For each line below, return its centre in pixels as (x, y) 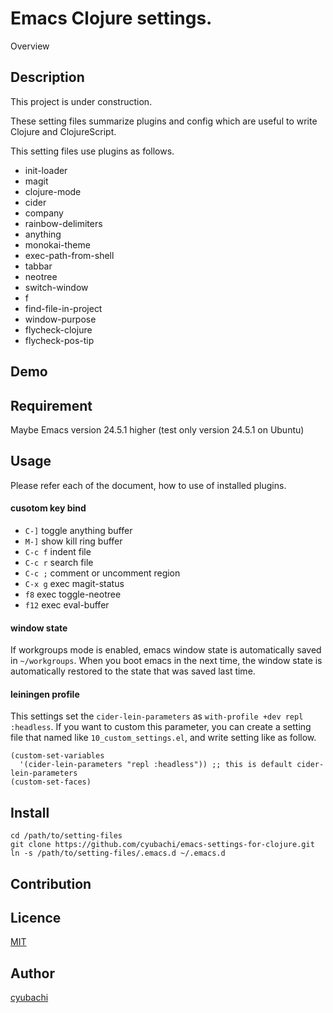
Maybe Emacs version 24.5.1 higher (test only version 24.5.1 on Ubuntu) (157, 429)
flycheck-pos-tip (59, 340)
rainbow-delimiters (63, 223)
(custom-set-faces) (51, 782)
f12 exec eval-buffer (67, 604)
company (44, 213)
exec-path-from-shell (69, 255)
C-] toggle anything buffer (78, 530)
